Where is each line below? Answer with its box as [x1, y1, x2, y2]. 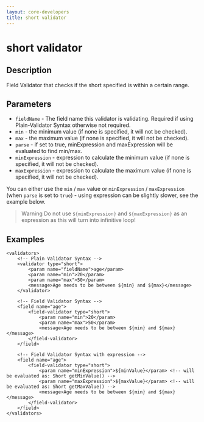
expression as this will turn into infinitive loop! [21, 216, 136, 224]
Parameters [6, 99, 52, 109]
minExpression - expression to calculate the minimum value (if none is [15, 154, 190, 162]
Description [6, 65, 52, 76]
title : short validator [6, 15, 67, 21]
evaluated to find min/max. [15, 148, 82, 155]
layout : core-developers [6, 9, 69, 15]
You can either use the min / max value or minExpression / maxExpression [6, 185, 185, 193]
